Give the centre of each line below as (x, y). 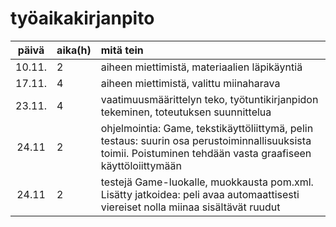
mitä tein (122, 50)
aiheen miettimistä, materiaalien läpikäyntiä (201, 67)
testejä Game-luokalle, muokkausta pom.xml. (207, 182)
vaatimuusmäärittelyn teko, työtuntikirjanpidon (209, 99)
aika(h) (74, 50)
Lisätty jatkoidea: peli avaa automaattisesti (200, 194)
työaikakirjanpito (82, 18)
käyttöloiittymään (141, 165)
